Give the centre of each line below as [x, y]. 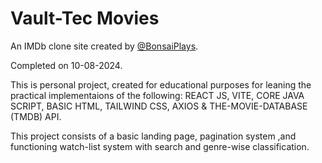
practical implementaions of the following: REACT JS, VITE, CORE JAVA [157, 95]
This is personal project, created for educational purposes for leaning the [161, 84]
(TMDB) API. [36, 116]
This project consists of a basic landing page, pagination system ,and [153, 136]
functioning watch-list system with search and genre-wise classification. [160, 146]
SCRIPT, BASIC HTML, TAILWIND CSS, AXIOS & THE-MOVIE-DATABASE [159, 106]
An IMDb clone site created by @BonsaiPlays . [104, 46]
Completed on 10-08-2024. [66, 65]
